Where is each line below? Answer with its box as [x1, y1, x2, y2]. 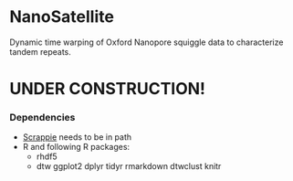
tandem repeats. [9, 46, 71, 57]
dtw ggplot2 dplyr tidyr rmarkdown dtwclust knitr [36, 161, 222, 172]
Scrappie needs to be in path [22, 132, 132, 143]
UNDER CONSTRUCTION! [9, 79, 206, 100]
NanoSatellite [9, 6, 114, 27]
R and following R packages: [22, 142, 131, 153]
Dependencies [9, 112, 76, 124]
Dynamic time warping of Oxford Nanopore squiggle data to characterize [9, 37, 284, 48]
